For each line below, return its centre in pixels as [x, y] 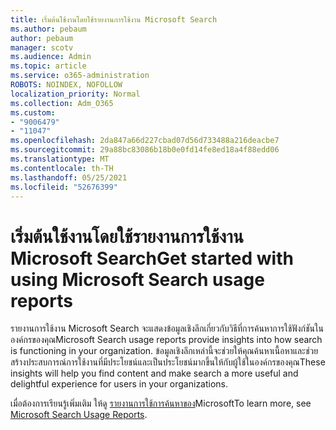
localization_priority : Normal [75, 94]
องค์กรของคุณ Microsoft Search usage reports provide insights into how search [166, 340]
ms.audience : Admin [51, 57]
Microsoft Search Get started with [152, 258]
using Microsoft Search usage [137, 279]
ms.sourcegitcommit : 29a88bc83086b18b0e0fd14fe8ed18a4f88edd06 [145, 150]
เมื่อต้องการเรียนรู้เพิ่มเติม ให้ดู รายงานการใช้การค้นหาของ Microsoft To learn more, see [161, 403]
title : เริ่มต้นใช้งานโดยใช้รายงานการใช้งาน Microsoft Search [114, 19]
